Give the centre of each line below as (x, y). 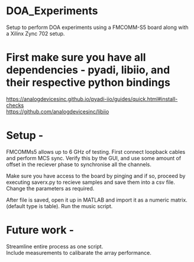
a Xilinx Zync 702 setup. (35, 33)
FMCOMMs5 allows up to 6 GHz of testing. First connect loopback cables (96, 151)
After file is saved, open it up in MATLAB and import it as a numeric (88, 200)
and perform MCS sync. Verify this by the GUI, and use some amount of (94, 158)
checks (15, 105)
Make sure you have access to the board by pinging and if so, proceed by (96, 176)
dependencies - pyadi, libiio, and (88, 70)
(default (16, 206)
